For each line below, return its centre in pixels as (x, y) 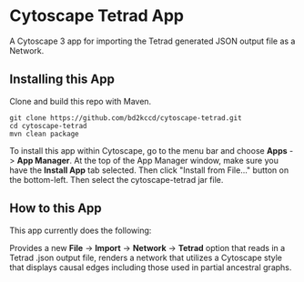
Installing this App (62, 80)
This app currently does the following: (81, 230)
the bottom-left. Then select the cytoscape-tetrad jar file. (117, 179)
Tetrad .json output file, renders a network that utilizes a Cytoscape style (146, 257)
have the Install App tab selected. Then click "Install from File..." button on (149, 170)
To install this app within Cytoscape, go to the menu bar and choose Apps (149, 150)
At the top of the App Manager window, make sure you (177, 160)
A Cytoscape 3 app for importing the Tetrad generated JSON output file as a (152, 41)
